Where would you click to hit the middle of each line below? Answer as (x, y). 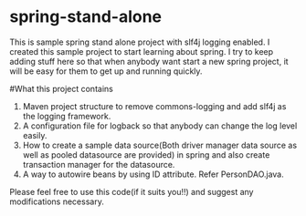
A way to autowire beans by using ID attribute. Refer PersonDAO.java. (153, 174)
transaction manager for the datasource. (99, 164)
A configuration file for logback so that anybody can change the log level (160, 126)
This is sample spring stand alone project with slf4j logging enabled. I (140, 42)
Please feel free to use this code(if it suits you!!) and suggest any (132, 191)
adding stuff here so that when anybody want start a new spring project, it (149, 61)
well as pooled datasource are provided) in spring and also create (146, 154)
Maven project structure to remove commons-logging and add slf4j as (154, 106)
